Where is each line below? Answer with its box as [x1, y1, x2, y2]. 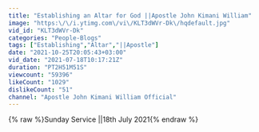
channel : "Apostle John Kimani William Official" [8, 93, 177, 101]
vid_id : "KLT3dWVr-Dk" [8, 26, 84, 34]
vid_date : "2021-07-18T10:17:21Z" [8, 56, 124, 64]
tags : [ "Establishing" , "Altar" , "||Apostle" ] [8, 41, 159, 49]
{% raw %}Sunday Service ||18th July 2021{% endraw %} [8, 115, 198, 124]
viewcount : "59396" [8, 71, 74, 79]
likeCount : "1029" [8, 78, 70, 86]
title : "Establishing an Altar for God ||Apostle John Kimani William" [8, 11, 252, 20]
